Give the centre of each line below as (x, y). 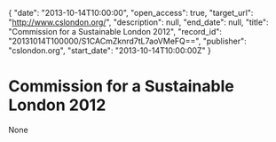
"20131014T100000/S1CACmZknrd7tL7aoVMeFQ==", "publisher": (128, 41)
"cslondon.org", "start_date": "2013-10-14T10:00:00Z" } (110, 51)
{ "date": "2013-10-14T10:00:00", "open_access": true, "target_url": (131, 13)
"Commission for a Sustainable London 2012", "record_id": (115, 32)
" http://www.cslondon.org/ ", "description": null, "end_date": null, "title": (138, 22)
